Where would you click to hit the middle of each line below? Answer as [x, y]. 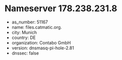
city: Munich [24, 32]
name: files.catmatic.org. [37, 27]
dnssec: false [25, 53]
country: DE [24, 38]
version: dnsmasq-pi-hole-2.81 [43, 48]
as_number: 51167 [30, 22]
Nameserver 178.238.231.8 [61, 9]
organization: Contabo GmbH [41, 42]
